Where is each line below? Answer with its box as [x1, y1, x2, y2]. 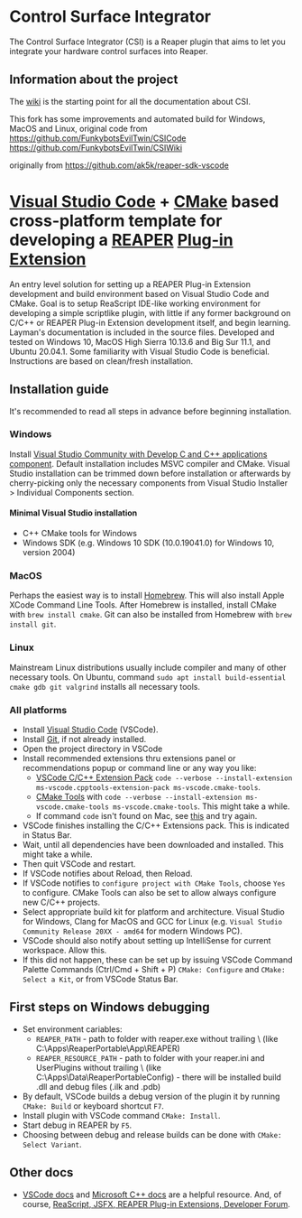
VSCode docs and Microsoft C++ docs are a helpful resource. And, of [22, 1189, 282, 1200]
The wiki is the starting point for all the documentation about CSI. [9, 96, 251, 107]
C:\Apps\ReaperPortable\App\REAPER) [35, 1043, 180, 1054]
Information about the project [9, 72, 178, 88]
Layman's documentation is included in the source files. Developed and [9, 327, 275, 338]
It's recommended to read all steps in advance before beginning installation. [9, 405, 292, 416]
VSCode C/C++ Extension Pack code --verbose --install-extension [35, 772, 293, 783]
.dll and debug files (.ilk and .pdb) [35, 1081, 161, 1092]
